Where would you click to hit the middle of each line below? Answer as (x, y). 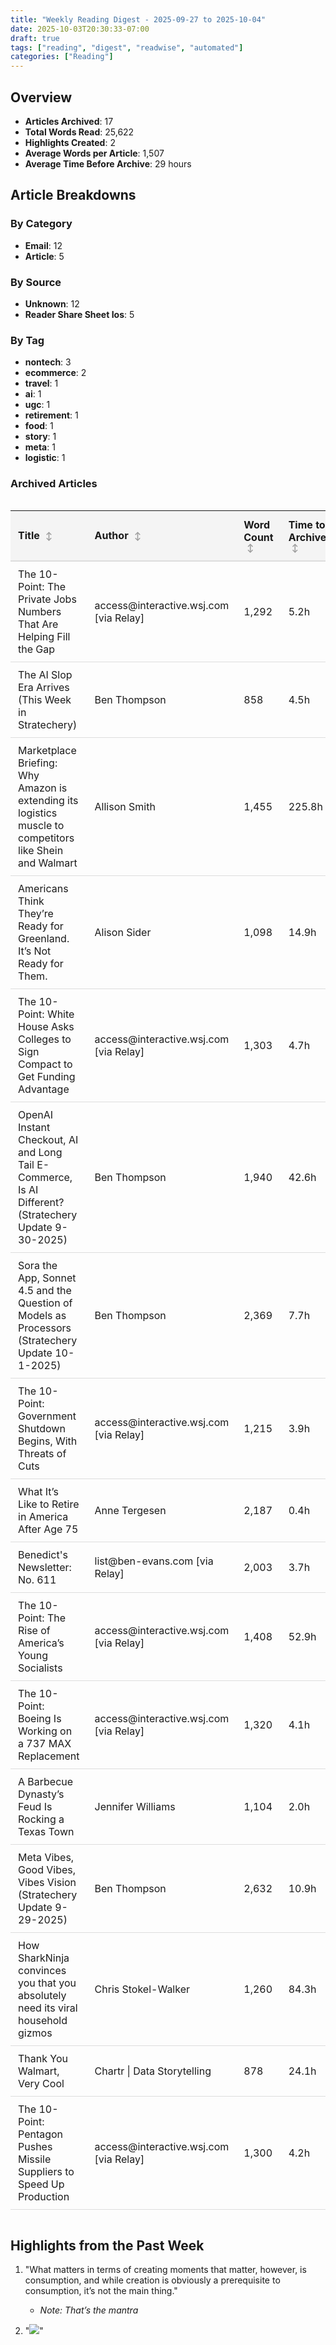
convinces (42, 1970)
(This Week (45, 699)
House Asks (46, 1026)
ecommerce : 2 (55, 373)
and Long (40, 1152)
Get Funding (47, 1076)
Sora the (38, 1265)
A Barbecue (46, 1781)
